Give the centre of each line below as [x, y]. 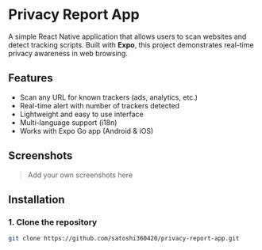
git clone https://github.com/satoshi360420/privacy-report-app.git [124, 239]
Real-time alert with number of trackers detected [100, 105]
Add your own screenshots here [80, 175]
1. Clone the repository [53, 222]
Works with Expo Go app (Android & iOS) [87, 131]
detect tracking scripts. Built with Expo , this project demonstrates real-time [131, 44]
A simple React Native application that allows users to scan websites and [127, 36]
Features [31, 78]
